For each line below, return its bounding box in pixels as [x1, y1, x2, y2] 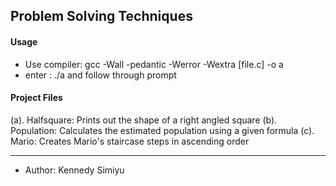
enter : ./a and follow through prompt [24, 69, 177, 81]
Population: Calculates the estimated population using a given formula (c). [10, 124, 315, 136]
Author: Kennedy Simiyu [24, 164, 125, 176]
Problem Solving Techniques [10, 8, 193, 25]
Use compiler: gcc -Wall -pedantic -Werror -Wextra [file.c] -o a [24, 58, 284, 70]
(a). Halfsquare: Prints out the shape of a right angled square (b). [10, 114, 278, 126]
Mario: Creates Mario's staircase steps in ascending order [10, 135, 250, 147]
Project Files [10, 92, 63, 104]
